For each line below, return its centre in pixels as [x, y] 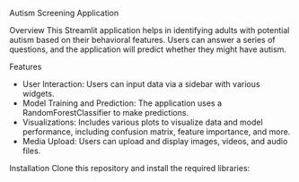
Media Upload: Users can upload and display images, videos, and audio [155, 141]
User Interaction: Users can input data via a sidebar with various [141, 84]
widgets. [38, 94]
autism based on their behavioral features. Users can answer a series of [142, 40]
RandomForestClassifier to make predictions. [106, 113]
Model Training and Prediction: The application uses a [122, 103]
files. [31, 151]
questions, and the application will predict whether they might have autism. [148, 49]
